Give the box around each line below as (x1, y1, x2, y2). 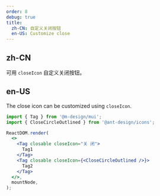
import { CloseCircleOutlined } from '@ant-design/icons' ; (6, 119, 155, 125)
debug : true (6, 14, 36, 20)
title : (6, 20, 23, 25)
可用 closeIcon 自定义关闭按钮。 (6, 69, 85, 76)
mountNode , (11, 179, 39, 185)
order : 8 (6, 8, 28, 15)
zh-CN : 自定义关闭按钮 (11, 25, 61, 31)
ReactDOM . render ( (6, 130, 49, 136)
